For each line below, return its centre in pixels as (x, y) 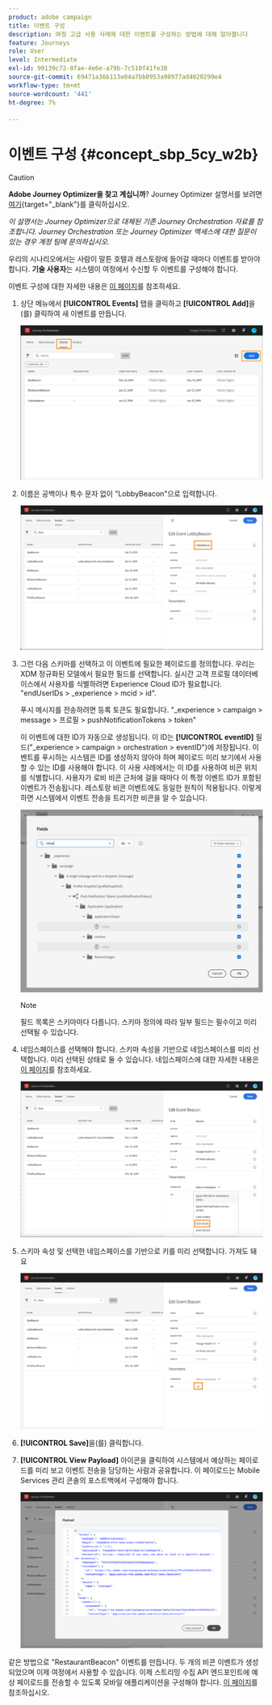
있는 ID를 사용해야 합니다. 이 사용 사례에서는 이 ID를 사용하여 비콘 (140, 767)
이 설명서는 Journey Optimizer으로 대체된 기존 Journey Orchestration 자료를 (132, 222)
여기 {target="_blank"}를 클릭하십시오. (69, 204)
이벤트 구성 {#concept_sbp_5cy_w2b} (134, 155)
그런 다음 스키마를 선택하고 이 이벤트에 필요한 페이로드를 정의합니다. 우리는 (138, 663)
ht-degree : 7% (32, 102)
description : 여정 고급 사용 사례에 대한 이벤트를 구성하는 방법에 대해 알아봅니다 (128, 34)
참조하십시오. (29, 1692)
